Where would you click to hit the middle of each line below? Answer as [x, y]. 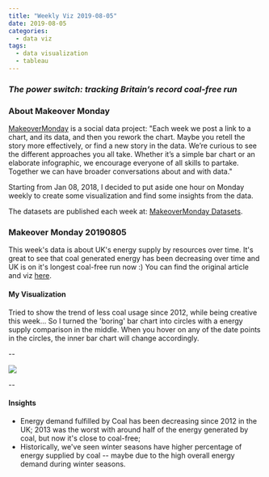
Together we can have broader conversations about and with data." [120, 171]
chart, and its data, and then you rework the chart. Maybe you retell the [127, 137]
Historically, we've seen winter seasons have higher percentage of [131, 446]
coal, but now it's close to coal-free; [80, 438]
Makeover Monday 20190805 [67, 233]
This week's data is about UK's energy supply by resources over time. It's [131, 250]
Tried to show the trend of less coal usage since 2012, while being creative [133, 312]
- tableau [32, 61]
